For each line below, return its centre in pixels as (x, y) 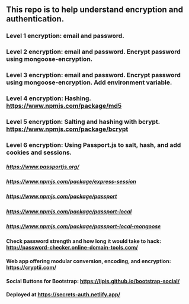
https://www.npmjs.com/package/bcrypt (67, 129)
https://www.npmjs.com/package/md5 (64, 106)
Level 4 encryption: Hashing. (49, 98)
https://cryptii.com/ (31, 267)
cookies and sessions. (39, 152)
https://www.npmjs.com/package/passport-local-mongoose (84, 226)
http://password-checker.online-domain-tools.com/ (72, 248)
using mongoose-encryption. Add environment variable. (89, 82)
